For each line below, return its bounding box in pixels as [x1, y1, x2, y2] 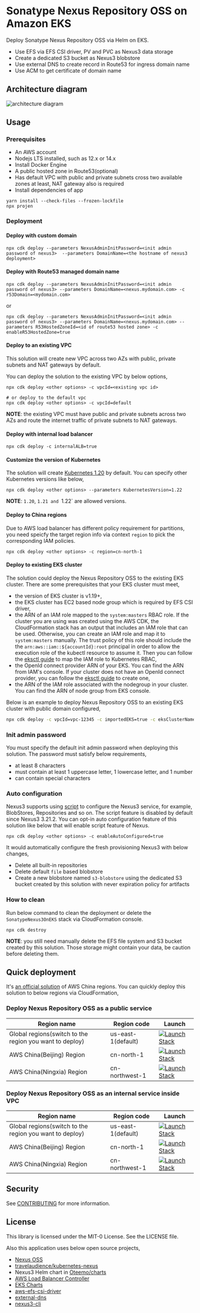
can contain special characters [14, 774, 91, 781]
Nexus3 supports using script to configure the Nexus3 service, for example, [6, 803, 192, 810]
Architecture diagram [6, 85, 87, 95]
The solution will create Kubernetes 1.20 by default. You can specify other [6, 469, 187, 477]
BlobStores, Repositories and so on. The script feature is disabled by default [6, 809, 193, 817]
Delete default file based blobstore [14, 868, 103, 876]
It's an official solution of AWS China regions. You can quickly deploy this [6, 983, 186, 990]
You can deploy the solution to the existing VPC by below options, [6, 373, 168, 380]
